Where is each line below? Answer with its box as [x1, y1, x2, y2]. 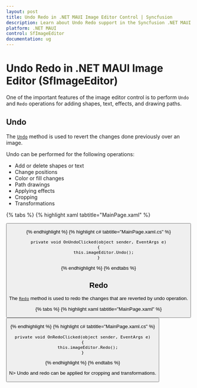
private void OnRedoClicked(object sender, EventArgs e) [14, 334, 151, 340]
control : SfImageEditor [6, 31, 65, 37]
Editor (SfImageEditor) [6, 75, 118, 88]
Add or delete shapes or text [14, 162, 84, 169]
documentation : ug [6, 36, 51, 42]
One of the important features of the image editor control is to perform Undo [6, 93, 189, 101]
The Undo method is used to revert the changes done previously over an [6, 132, 180, 140]
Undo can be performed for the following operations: [6, 150, 134, 157]
